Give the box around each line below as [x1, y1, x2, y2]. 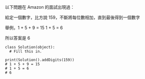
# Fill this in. [9, 49, 42, 54]
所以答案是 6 [5, 35, 30, 41]
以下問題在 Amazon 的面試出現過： [5, 4, 75, 10]
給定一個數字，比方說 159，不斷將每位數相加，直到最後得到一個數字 [5, 15, 140, 20]
